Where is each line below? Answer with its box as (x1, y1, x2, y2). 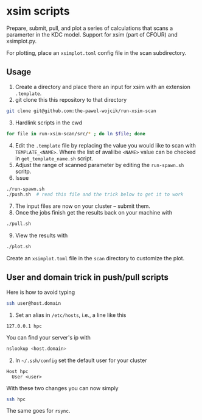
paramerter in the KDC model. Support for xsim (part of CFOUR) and (6, 30, 178, 38)
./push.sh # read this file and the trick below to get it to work (6, 191, 184, 198)
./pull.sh (6, 221, 32, 227)
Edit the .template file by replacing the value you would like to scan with (15, 141, 197, 149)
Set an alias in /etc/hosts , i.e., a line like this (15, 311, 127, 318)
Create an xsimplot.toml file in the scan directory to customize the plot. (6, 255, 185, 262)
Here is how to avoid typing (6, 288, 75, 296)
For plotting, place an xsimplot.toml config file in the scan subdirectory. (6, 49, 187, 56)
